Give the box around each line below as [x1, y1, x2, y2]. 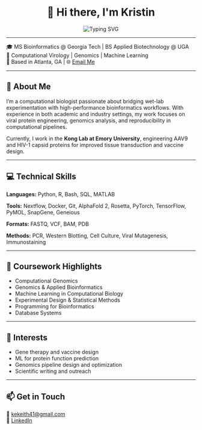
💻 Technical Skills [6, 172, 76, 182]
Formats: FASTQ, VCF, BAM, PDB [6, 220, 89, 228]
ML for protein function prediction [14, 355, 99, 362]
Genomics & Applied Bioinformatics [14, 284, 103, 291]
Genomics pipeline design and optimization [14, 361, 122, 369]
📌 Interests [6, 332, 48, 343]
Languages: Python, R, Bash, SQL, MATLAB [6, 190, 115, 198]
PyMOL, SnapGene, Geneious [6, 208, 80, 216]
